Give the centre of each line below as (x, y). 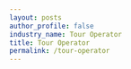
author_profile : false (52, 26)
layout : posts (36, 17)
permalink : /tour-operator (60, 51)
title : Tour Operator (50, 43)
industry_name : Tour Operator (66, 34)
